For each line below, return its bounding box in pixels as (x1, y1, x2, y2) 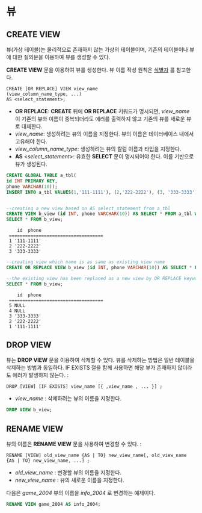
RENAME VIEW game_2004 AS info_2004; (6, 502, 101, 508)
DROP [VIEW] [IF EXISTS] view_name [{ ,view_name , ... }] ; (6, 384, 163, 390)
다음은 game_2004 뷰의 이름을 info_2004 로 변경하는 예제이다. (6, 490, 156, 497)
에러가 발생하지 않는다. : (12, 372, 69, 379)
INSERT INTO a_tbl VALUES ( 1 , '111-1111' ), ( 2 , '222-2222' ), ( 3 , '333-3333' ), (6, 189, 200, 195)
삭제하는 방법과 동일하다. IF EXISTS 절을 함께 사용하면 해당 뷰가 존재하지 (6, 364, 176, 372)
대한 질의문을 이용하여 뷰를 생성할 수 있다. (12, 54, 111, 60)
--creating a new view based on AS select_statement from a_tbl (6, 205, 171, 211)
